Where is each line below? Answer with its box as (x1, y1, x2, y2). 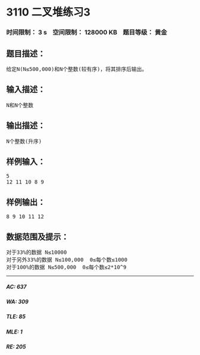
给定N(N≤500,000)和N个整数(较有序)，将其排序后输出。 (6, 66, 148, 72)
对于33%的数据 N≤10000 (6, 248, 67, 256)
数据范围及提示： (6, 232, 69, 242)
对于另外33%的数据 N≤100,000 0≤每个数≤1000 (6, 256, 128, 263)
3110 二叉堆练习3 (6, 5, 90, 19)
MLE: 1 (6, 328, 23, 335)
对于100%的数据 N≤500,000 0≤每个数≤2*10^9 (6, 263, 127, 270)
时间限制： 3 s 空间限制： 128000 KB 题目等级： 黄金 (6, 28, 167, 36)
